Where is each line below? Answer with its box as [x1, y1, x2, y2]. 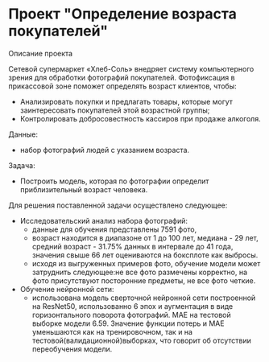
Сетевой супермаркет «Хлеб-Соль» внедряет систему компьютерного [8, 64, 255, 73]
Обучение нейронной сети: [19, 284, 114, 294]
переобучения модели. [31, 343, 113, 354]
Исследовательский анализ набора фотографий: [19, 216, 188, 225]
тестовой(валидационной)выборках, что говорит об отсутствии [31, 335, 252, 345]
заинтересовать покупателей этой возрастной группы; [19, 105, 210, 115]
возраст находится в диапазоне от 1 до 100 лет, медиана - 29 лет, [31, 232, 259, 242]
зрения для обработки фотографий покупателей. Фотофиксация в [8, 72, 235, 82]
